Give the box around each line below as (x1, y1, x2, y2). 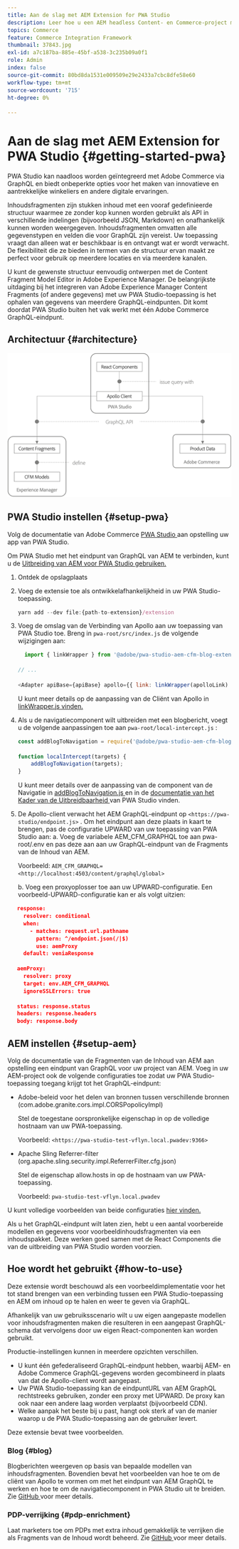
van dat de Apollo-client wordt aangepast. (17, 1376, 142, 1384)
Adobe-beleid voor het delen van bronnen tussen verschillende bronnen (17, 1092, 230, 1101)
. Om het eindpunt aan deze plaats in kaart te (80, 818, 212, 826)
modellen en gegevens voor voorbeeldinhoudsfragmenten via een (7, 1227, 201, 1236)
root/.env (17, 840, 45, 849)
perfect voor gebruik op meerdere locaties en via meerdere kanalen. (7, 254, 208, 263)
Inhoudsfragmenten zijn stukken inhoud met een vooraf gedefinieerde (7, 201, 213, 209)
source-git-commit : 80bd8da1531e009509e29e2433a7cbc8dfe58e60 (7, 71, 196, 78)
